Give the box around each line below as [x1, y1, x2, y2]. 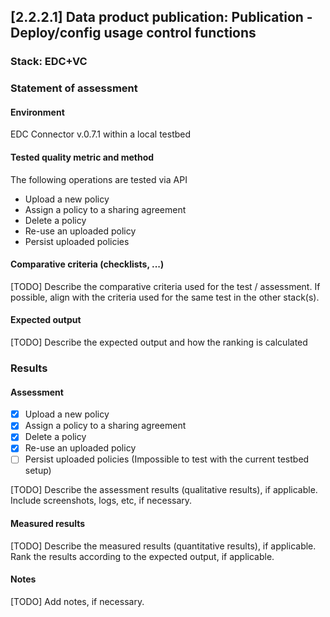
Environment [10, 106, 65, 118]
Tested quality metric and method [10, 151, 155, 164]
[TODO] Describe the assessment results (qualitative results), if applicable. [10, 484, 318, 496]
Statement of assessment [10, 81, 138, 95]
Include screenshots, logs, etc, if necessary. [10, 495, 193, 507]
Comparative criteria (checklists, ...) [10, 258, 165, 270]
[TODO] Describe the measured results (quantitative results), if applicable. [10, 540, 317, 552]
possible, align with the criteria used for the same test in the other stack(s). [10, 291, 320, 303]
